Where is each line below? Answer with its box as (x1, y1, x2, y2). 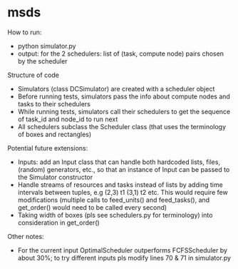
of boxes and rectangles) (17, 130, 92, 138)
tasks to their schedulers (17, 99, 90, 108)
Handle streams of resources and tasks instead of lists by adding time (17, 180, 223, 189)
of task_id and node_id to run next (17, 115, 118, 123)
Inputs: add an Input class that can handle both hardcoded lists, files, (17, 158, 221, 166)
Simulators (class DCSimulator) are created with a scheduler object (17, 84, 215, 93)
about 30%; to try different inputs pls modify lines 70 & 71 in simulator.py (17, 253, 232, 262)
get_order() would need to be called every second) (17, 203, 167, 211)
